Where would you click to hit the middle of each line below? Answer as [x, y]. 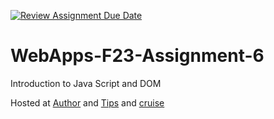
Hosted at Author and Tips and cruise [87, 102]
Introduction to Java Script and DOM [86, 83]
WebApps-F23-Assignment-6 [137, 56]
